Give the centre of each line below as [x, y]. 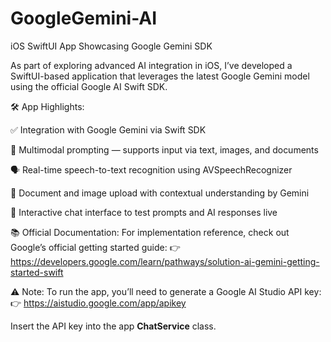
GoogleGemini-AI [84, 18]
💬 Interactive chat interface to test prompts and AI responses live [144, 212]
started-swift [37, 272]
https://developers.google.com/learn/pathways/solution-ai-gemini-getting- [165, 261]
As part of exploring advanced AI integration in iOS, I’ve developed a [151, 65]
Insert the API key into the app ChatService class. [113, 326]
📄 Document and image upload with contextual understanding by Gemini [160, 193]
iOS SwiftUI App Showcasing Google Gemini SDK [111, 46]
